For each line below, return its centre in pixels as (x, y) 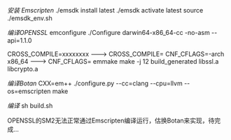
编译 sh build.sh (30, 106)
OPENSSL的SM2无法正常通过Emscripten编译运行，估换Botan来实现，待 (111, 120)
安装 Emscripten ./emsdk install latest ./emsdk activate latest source (105, 10)
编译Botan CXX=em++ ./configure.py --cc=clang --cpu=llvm (95, 83)
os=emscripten (29, 91)
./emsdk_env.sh (30, 18)
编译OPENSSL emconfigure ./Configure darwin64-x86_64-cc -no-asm (108, 33)
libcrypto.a (23, 69)
